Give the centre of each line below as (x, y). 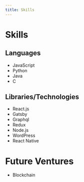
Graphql (21, 120)
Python (20, 70)
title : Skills (20, 10)
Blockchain (24, 175)
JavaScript (23, 65)
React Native (25, 141)
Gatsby (20, 114)
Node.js (20, 130)
